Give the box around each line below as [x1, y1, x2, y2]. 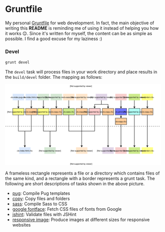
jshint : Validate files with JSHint [12, 211, 77, 217]
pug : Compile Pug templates [12, 190, 70, 196]
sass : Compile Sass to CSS [12, 201, 68, 207]
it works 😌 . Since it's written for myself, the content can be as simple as [5, 30, 152, 36]
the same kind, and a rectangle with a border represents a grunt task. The [5, 175, 155, 181]
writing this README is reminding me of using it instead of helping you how [5, 25, 159, 31]
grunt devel [5, 60, 30, 65]
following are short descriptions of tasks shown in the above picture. [5, 180, 145, 186]
